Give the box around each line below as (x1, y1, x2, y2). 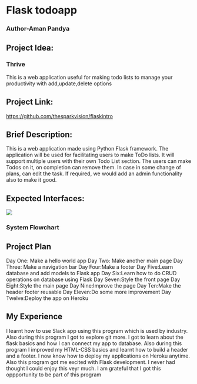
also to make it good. (6, 176, 57, 183)
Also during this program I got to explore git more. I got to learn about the (6, 333, 183, 340)
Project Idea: (6, 42, 54, 53)
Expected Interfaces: (6, 193, 85, 203)
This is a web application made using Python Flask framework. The (6, 145, 169, 152)
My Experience (6, 312, 63, 322)
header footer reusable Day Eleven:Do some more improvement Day (6, 288, 172, 295)
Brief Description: (6, 130, 72, 139)
